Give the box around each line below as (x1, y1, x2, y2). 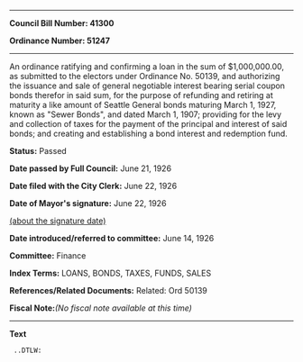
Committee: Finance (9, 250, 87, 261)
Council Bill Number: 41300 (9, 18, 115, 28)
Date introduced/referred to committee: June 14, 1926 (9, 233, 215, 243)
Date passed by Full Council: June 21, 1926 (9, 163, 172, 174)
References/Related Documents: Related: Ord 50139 (9, 285, 207, 295)
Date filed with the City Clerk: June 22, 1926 (9, 181, 178, 191)
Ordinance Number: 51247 (9, 35, 111, 46)
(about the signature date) (9, 215, 106, 226)
